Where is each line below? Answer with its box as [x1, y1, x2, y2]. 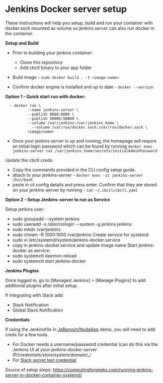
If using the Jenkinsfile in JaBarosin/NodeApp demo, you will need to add [5, 326, 156, 332]
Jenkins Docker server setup [5, 3, 127, 15]
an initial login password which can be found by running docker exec [12, 143, 153, 149]
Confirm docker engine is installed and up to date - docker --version [12, 83, 154, 90]
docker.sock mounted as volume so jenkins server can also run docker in [5, 25, 155, 31]
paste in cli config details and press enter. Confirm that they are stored [12, 181, 158, 187]
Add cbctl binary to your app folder [19, 65, 92, 71]
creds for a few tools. [5, 331, 49, 337]
